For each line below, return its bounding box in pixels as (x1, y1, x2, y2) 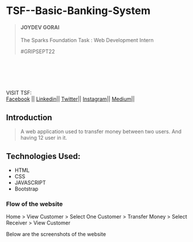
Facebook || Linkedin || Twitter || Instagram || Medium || (6, 95, 135, 103)
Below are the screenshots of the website (6, 231, 106, 238)
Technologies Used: (6, 151, 81, 161)
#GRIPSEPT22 (20, 48, 56, 55)
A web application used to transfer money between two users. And (20, 128, 182, 135)
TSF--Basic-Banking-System (6, 4, 151, 18)
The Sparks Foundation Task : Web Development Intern (20, 37, 154, 44)
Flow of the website (6, 200, 63, 208)
